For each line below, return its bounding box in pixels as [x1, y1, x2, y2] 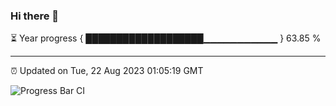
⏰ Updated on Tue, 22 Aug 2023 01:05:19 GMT [10, 65, 204, 77]
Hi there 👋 [10, 9, 60, 23]
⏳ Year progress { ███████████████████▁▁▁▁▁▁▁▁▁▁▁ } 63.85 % [10, 32, 322, 44]
